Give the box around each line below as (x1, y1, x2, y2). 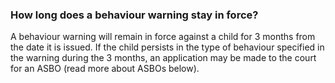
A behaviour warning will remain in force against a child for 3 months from (10, 31, 316, 43)
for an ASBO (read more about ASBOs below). (10, 63, 200, 75)
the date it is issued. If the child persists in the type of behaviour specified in (10, 41, 325, 53)
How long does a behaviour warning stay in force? (10, 8, 259, 22)
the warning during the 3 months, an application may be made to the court (10, 52, 317, 64)
